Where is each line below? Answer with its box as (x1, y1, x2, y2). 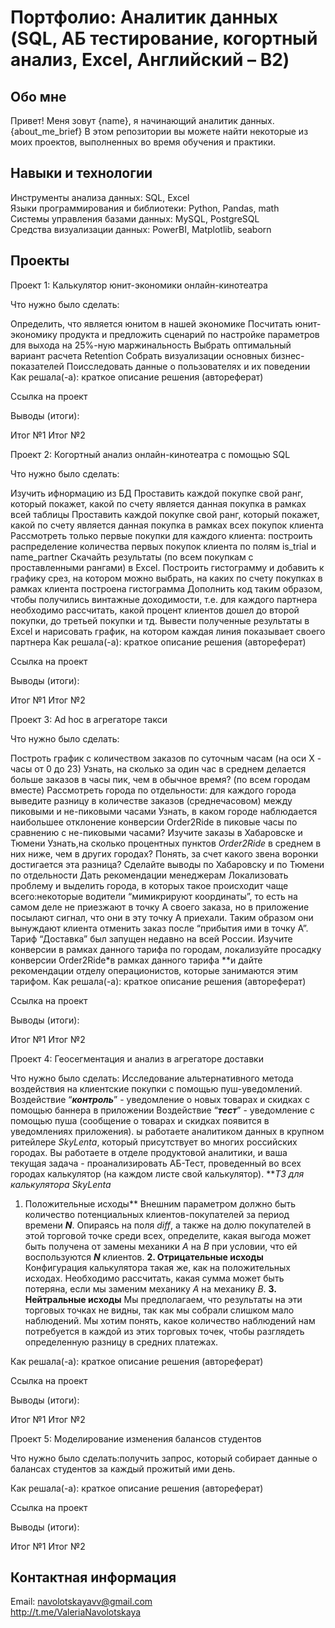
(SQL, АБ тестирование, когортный (10, 27, 318, 50)
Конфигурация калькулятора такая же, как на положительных (24, 1261, 292, 1273)
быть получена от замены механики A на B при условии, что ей (24, 1240, 298, 1252)
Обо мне (10, 88, 67, 105)
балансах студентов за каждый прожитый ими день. (10, 1462, 236, 1475)
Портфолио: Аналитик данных (10, 6, 278, 29)
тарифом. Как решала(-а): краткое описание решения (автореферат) (10, 975, 307, 987)
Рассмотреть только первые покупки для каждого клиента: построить (10, 529, 313, 541)
